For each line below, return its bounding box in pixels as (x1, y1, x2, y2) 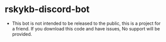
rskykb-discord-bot (5, 4, 90, 15)
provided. (12, 31, 32, 37)
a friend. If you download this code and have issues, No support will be (12, 25, 160, 31)
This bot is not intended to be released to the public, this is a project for (12, 20, 161, 26)
